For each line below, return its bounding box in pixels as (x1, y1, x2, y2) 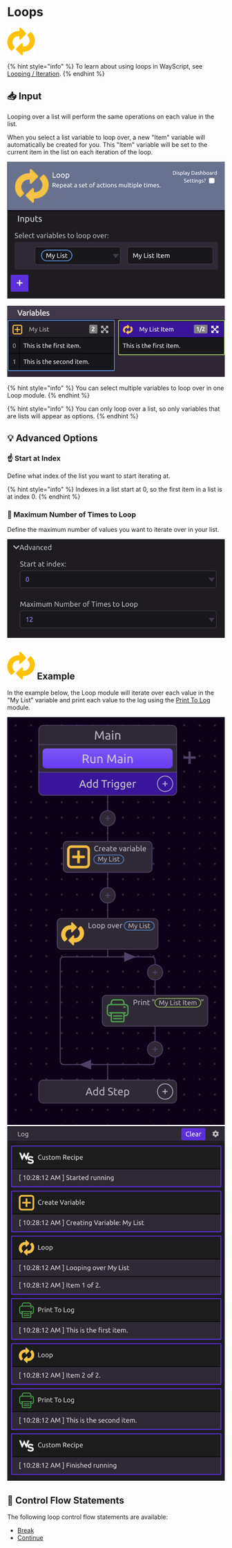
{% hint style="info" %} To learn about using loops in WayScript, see (7, 62, 203, 70)
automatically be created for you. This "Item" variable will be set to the (7, 140, 208, 149)
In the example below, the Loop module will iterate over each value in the (7, 688, 215, 697)
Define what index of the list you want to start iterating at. (7, 472, 171, 480)
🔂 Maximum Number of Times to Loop (7, 510, 137, 519)
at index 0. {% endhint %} (7, 492, 81, 501)
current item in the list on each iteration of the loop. (7, 148, 153, 156)
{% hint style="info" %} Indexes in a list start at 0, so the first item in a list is (7, 485, 222, 493)
